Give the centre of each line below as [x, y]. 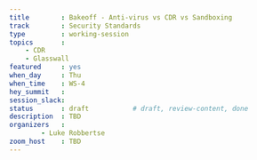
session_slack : [37, 100]
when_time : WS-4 [48, 84]
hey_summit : [37, 92]
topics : [37, 42]
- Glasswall [47, 59]
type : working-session [69, 34]
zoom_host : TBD [45, 141]
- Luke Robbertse [73, 133]
